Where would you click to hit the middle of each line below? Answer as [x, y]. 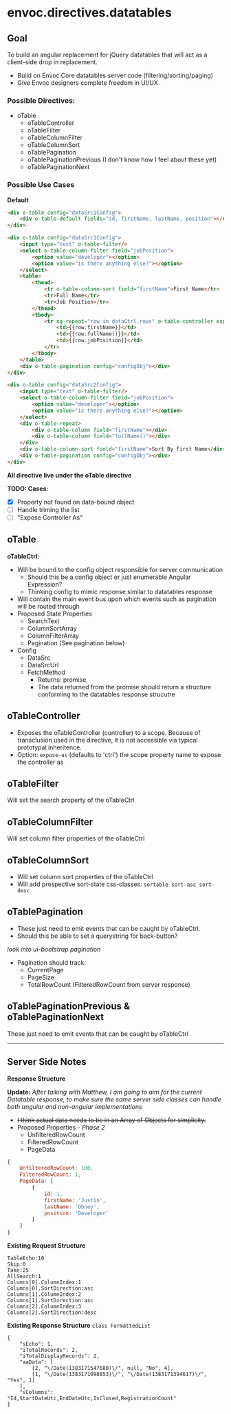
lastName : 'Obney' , [71, 1207]
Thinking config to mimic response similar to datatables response [120, 591]
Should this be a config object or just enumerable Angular [109, 577]
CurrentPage [45, 970]
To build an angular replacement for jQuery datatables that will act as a [107, 55]
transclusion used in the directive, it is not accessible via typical [107, 740]
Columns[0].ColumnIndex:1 [44, 1283]
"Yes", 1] [21, 1381]
